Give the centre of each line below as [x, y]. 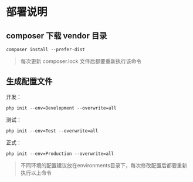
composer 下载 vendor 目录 [57, 36]
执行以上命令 [36, 173]
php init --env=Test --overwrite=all [52, 131]
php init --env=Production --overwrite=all [60, 154]
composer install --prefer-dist [45, 49]
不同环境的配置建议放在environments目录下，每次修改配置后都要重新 [104, 165]
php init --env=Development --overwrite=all [61, 108]
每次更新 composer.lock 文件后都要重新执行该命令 [81, 61]
